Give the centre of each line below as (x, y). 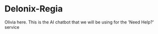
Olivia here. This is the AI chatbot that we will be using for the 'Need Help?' (79, 22)
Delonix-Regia (34, 9)
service (12, 27)
